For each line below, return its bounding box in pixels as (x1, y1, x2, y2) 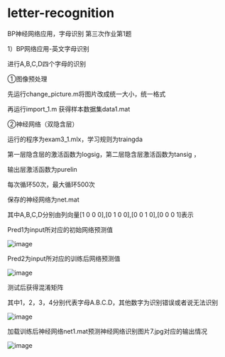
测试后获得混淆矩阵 (7, 282, 64, 292)
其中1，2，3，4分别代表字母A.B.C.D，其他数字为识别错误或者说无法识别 (7, 298, 219, 307)
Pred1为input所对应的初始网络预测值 (7, 225, 114, 234)
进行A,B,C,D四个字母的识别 (7, 59, 87, 68)
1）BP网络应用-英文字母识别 (7, 44, 90, 53)
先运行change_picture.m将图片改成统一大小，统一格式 (7, 89, 166, 98)
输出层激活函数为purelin (7, 165, 78, 173)
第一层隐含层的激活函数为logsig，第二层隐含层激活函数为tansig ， (7, 150, 200, 158)
